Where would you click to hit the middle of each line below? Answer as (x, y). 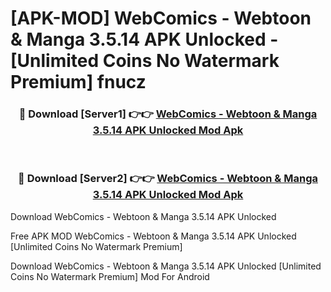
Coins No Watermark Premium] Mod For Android (110, 276)
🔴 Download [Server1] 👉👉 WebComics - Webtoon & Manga (168, 114)
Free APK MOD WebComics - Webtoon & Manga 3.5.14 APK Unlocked (153, 236)
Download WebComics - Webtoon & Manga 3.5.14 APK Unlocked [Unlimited (166, 266)
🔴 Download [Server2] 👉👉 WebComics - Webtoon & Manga (168, 179)
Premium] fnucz (78, 82)
